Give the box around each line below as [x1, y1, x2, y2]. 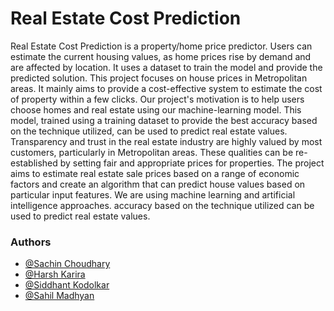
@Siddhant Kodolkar [24, 279, 110, 291]
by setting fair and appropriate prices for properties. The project [59, 157, 325, 169]
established [10, 157, 58, 169]
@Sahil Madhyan [24, 290, 95, 302]
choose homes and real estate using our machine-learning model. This [10, 103, 302, 116]
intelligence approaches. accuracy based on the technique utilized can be [10, 199, 315, 211]
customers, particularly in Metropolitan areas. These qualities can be [10, 146, 294, 158]
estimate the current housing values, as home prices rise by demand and [10, 50, 312, 62]
